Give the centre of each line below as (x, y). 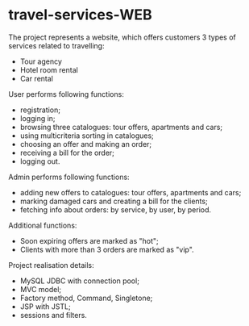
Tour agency (41, 61)
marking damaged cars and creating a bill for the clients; (114, 201)
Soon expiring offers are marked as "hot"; (89, 240)
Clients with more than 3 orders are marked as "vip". (107, 249)
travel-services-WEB (81, 15)
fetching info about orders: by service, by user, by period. (116, 209)
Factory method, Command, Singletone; (86, 298)
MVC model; (41, 289)
